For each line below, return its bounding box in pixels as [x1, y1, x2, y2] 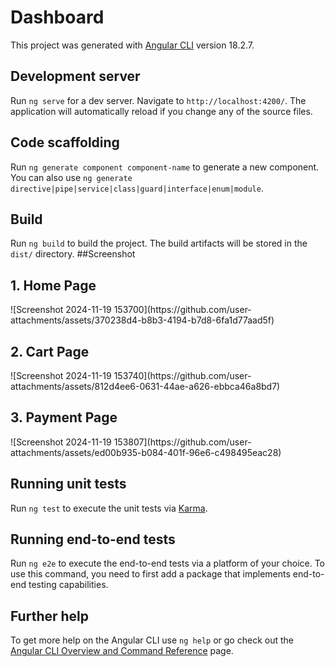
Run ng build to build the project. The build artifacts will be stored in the [10, 237, 308, 250]
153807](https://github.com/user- [113, 436, 252, 448]
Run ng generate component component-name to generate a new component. [10, 161, 320, 173]
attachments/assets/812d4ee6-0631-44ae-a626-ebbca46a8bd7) [10, 381, 281, 392]
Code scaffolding [10, 134, 120, 151]
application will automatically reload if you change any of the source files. [10, 105, 313, 117]
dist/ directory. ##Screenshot [10, 248, 136, 260]
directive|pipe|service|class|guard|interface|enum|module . [10, 182, 264, 194]
